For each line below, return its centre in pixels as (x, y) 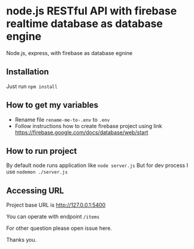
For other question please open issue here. (59, 228)
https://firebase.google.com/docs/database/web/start (81, 132)
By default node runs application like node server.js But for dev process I (97, 165)
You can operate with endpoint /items (53, 217)
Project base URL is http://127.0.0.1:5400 (56, 205)
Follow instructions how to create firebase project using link (89, 126)
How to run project (42, 151)
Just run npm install (32, 86)
